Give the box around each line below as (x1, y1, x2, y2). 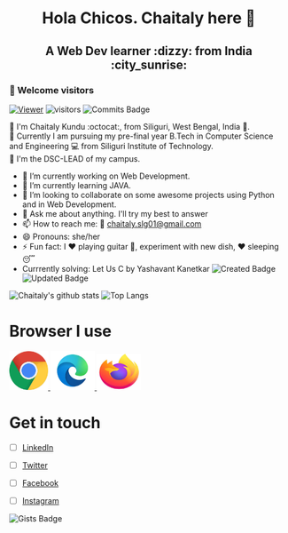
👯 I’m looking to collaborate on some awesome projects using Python (21, 189, 275, 200)
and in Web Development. (21, 199, 117, 210)
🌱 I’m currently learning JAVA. (21, 179, 131, 190)
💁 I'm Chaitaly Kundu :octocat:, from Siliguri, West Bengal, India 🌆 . (9, 121, 251, 131)
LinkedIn (21, 442, 54, 452)
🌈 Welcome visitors (9, 84, 95, 96)
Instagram (21, 495, 59, 505)
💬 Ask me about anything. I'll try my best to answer (21, 208, 208, 219)
